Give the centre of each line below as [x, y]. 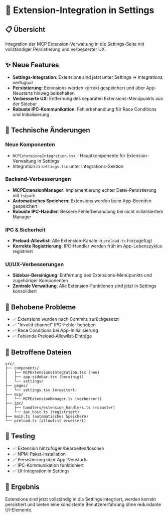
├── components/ [22, 368]
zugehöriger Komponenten [40, 281]
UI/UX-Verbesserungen [35, 265]
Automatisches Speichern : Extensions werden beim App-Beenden [82, 201]
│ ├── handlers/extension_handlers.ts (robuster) [60, 408]
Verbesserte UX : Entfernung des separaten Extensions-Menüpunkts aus [88, 98]
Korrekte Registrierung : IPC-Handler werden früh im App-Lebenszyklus [87, 246]
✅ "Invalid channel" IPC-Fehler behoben [54, 325]
